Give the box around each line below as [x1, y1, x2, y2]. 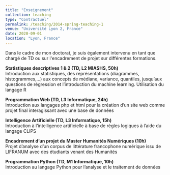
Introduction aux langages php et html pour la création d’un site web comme [5, 102, 165, 108]
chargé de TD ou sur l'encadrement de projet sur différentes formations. [5, 55, 157, 61]
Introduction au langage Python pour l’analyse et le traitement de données [5, 164, 161, 170]
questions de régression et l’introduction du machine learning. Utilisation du [5, 81, 164, 87]
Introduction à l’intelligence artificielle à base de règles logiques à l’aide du [5, 123, 162, 129]
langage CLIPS [5, 128, 37, 134]
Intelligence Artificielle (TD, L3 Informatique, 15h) [5, 117, 112, 123]
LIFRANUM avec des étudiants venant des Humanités [5, 149, 118, 155]
